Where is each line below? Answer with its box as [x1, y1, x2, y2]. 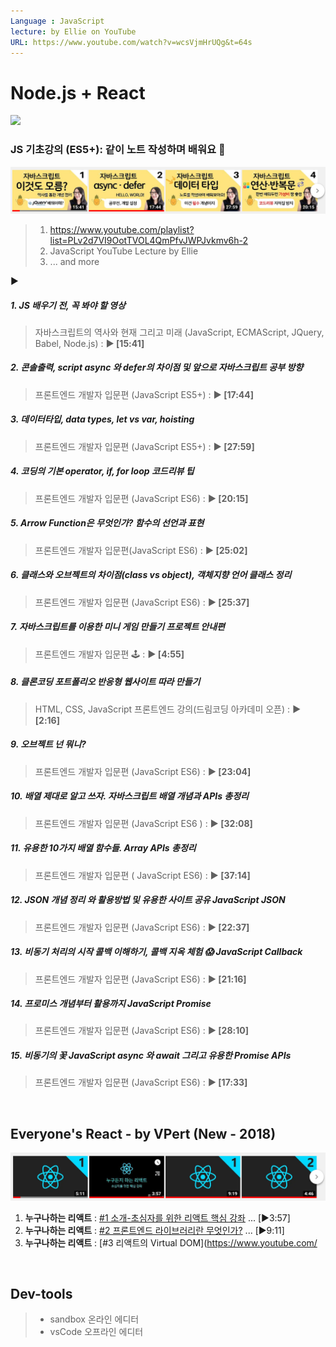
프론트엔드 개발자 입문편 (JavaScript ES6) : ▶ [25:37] [34, 596, 250, 608]
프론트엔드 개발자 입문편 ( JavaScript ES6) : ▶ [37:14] [34, 869, 251, 881]
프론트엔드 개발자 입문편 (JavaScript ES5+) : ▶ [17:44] [34, 388, 255, 400]
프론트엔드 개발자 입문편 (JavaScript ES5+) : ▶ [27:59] [34, 440, 255, 452]
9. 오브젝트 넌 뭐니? [10, 738, 87, 750]
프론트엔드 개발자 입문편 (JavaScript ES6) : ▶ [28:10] [34, 1025, 249, 1037]
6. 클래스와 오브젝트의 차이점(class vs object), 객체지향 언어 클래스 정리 [10, 569, 292, 581]
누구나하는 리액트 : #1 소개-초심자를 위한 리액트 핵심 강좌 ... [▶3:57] [24, 1211, 291, 1224]
